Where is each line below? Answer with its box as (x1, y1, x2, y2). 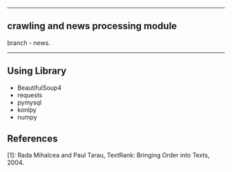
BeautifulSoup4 (17, 84, 62, 92)
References (7, 133, 58, 145)
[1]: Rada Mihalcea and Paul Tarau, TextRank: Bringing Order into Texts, (7, 151, 210, 160)
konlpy (17, 105, 37, 114)
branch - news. (7, 39, 50, 47)
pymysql (17, 98, 42, 106)
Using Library (7, 65, 67, 77)
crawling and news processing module (7, 20, 177, 32)
